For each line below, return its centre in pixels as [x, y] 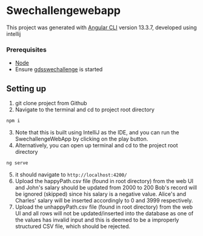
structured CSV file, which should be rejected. [72, 226]
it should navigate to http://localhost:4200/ [71, 175]
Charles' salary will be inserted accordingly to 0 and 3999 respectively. [104, 200]
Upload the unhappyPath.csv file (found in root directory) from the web [104, 207]
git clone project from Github [51, 103]
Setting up [26, 88]
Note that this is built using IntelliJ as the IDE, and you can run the [97, 132]
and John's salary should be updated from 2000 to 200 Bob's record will [106, 187]
